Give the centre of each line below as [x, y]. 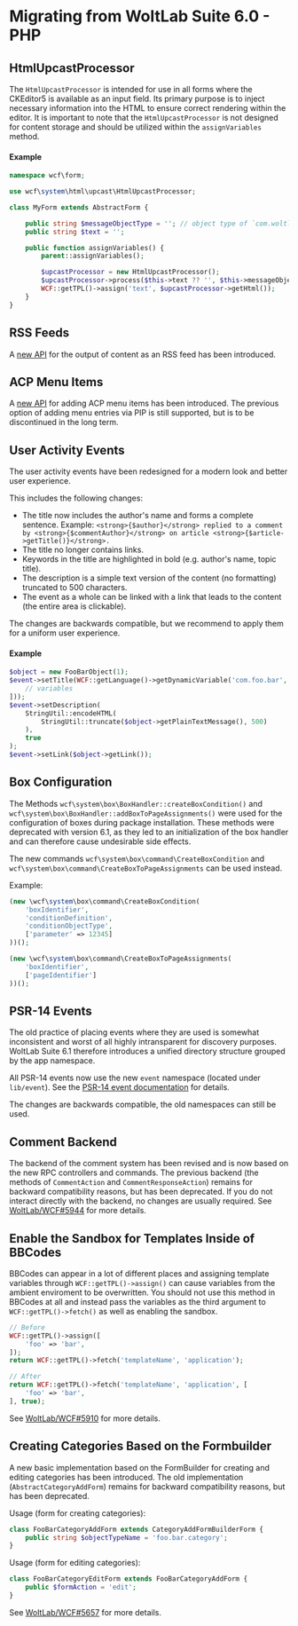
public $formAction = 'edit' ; [81, 1587]
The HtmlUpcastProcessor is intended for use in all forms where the [131, 89]
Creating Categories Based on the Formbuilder [141, 1446]
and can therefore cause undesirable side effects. [100, 841]
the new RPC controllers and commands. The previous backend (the [134, 1172]
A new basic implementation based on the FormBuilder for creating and [140, 1467]
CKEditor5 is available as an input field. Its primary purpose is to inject [137, 99]
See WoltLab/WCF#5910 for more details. [85, 1418]
